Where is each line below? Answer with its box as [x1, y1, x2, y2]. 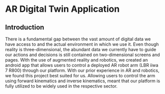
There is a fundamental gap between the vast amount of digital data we [5, 36, 151, 42]
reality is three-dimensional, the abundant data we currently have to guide [5, 47, 157, 52]
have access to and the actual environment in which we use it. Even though [5, 41, 159, 47]
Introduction [5, 23, 45, 31]
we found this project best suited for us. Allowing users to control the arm [5, 73, 156, 78]
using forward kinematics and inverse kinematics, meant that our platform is [5, 78, 160, 84]
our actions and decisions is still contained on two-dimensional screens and [5, 52, 160, 58]
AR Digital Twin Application [5, 3, 120, 15]
